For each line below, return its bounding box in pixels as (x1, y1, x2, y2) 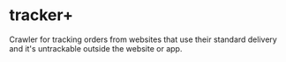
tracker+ (9, 5, 73, 25)
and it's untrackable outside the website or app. (9, 43, 183, 53)
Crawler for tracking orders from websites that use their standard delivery (9, 34, 278, 45)
